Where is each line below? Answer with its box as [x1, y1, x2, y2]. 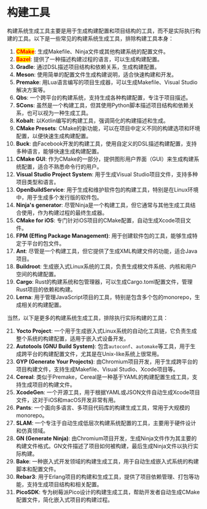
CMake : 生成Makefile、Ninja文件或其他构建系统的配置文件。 [15, 47, 170, 55]
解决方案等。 [15, 86, 49, 93]
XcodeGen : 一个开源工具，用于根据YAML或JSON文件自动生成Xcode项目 [15, 388, 200, 396]
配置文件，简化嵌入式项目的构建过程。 [15, 495, 113, 503]
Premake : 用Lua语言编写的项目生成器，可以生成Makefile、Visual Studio [15, 78, 198, 86]
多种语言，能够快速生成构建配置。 [15, 147, 103, 155]
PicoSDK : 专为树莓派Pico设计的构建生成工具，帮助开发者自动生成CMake [15, 488, 200, 495]
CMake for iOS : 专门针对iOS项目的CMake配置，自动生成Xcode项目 [15, 216, 186, 224]
